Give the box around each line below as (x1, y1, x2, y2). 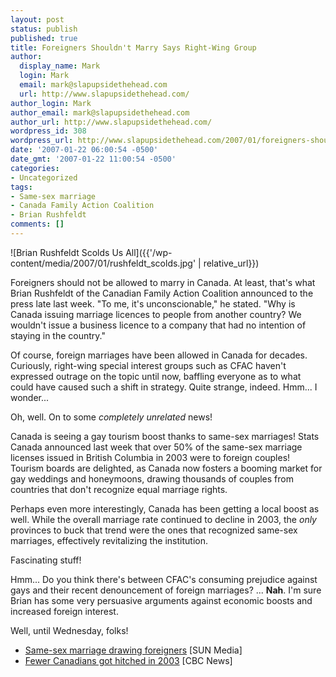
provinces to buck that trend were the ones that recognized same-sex (10, 524, 298, 536)
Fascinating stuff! (10, 554, 82, 566)
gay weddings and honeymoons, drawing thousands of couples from (10, 472, 294, 485)
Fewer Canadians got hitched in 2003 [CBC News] (24, 654, 233, 666)
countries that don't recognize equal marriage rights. (10, 483, 228, 495)
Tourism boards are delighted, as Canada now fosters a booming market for (10, 462, 323, 474)
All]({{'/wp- (125, 246, 173, 258)
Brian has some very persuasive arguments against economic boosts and (10, 594, 313, 606)
